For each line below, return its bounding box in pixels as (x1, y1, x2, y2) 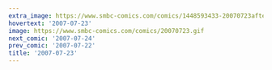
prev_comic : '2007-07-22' (8, 42, 96, 50)
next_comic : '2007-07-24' (8, 34, 96, 43)
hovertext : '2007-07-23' (8, 19, 92, 27)
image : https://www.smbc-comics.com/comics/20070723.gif (8, 27, 205, 35)
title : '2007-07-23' (8, 49, 79, 57)
